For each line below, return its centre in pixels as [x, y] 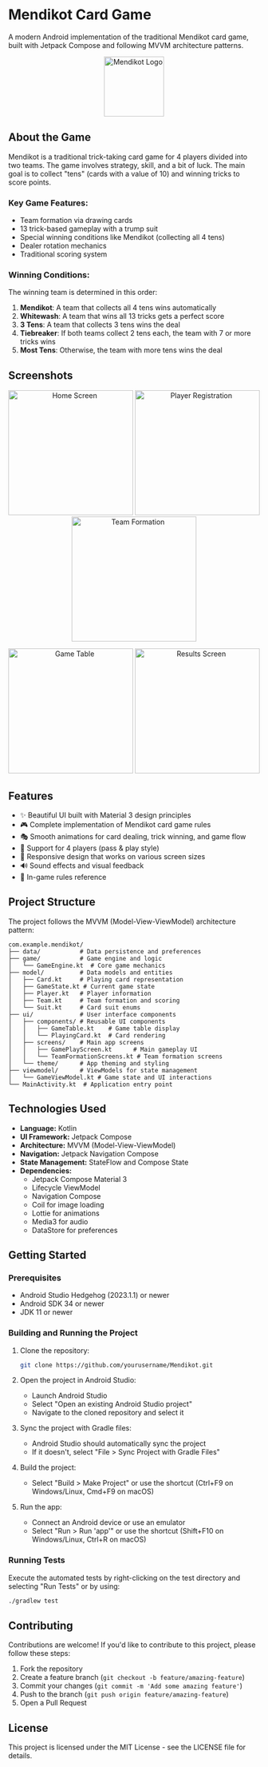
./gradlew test [33, 1601]
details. [20, 1756]
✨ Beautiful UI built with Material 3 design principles [105, 815]
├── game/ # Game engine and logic [85, 958]
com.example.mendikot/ [46, 945]
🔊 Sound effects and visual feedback [82, 866]
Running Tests [37, 1560]
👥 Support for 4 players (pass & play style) [89, 848]
